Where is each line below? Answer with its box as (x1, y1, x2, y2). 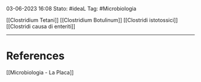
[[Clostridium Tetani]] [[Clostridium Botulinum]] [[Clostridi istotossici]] (6, 17, 178, 23)
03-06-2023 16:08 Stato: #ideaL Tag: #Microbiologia (6, 5, 136, 12)
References (6, 49, 65, 63)
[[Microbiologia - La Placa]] (6, 68, 74, 76)
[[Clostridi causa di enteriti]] (6, 23, 76, 30)
